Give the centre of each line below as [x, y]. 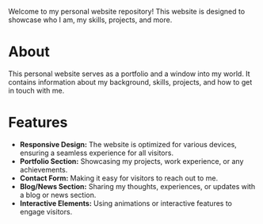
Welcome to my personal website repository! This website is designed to [127, 11]
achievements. [44, 169]
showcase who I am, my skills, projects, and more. [90, 20]
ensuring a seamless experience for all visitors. [97, 153]
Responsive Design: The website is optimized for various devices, [128, 144]
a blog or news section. [58, 195]
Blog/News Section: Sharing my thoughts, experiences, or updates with [137, 186]
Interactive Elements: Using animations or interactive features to [126, 203]
